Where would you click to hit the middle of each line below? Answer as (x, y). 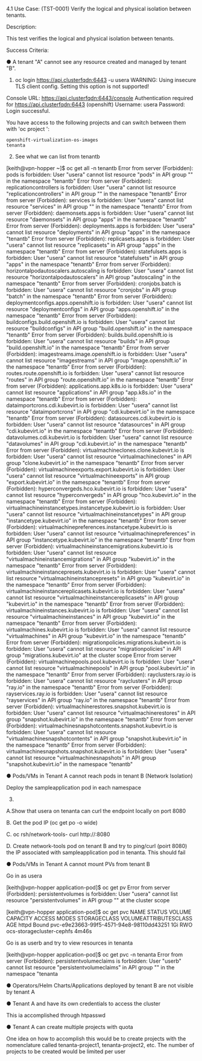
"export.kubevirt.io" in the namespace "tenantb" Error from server (88, 482)
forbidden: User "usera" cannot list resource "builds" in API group (88, 341)
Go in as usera (24, 876)
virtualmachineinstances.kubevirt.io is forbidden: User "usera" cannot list (97, 610)
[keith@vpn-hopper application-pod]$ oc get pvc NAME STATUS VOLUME (99, 912)
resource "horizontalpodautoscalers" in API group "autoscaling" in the (93, 277)
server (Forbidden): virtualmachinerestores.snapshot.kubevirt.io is (88, 706)
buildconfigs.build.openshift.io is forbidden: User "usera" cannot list (91, 322)
